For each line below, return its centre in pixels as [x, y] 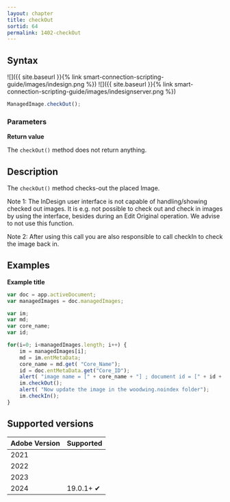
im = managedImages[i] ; [53, 351]
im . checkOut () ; [41, 383]
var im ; [18, 313]
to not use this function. [40, 223]
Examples [28, 265]
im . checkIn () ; [39, 396]
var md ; [18, 320]
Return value [26, 137]
